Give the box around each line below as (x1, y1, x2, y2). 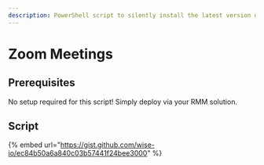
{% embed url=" (8, 140, 61, 149)
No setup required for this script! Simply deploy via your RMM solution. (8, 97, 238, 106)
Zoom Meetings (8, 45, 114, 63)
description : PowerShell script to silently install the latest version (8, 11, 251, 20)
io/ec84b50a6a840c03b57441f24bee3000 (8, 149, 148, 158)
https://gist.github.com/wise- (60, 140, 156, 149)
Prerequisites (8, 76, 75, 90)
